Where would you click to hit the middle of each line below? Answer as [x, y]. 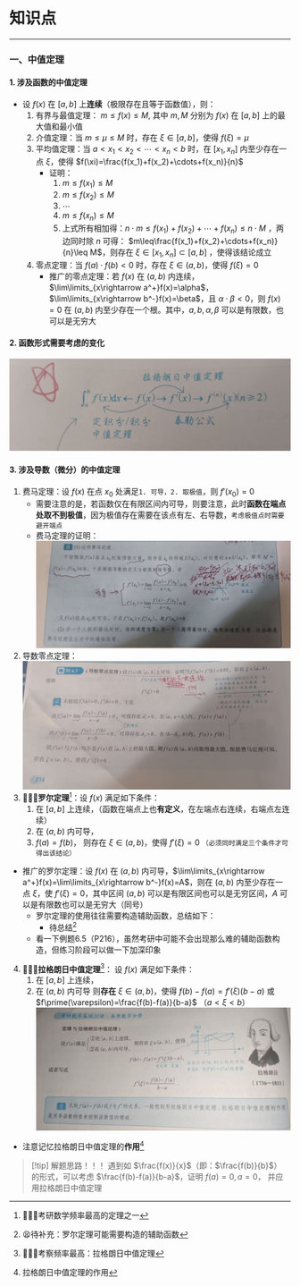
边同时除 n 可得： [94, 241]
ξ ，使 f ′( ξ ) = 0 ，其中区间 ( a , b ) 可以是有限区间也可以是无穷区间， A [155, 893]
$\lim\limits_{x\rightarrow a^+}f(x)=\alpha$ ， [131, 287]
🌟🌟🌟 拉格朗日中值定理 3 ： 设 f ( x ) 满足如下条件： [108, 969]
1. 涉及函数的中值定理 [48, 82]
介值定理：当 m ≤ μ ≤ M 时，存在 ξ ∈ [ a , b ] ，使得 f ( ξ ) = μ [142, 138]
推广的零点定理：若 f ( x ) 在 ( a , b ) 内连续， [124, 276]
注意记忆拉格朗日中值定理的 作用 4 [83, 1146]
